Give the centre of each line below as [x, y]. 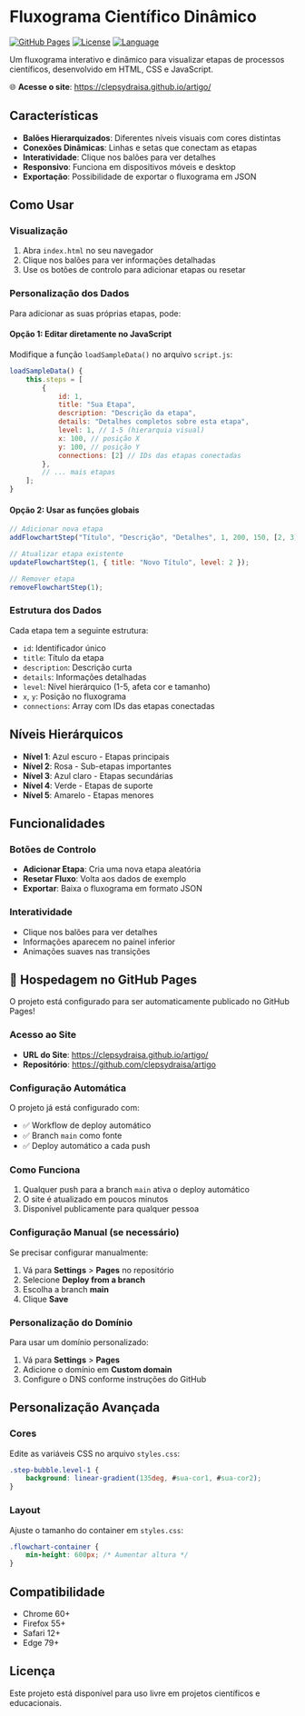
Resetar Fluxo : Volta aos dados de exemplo [104, 879]
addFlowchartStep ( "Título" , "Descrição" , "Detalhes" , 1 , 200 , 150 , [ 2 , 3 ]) [156, 538]
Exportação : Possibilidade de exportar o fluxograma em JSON [139, 176]
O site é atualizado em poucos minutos [95, 1199]
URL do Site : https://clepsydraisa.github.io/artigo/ [115, 1054]
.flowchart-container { [54, 1547]
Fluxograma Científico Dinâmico [133, 17]
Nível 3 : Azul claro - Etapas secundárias [98, 775]
